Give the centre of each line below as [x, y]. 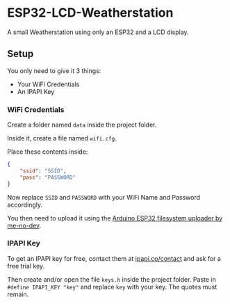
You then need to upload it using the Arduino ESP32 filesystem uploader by [115, 218]
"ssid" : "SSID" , [43, 171]
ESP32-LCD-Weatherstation [90, 13]
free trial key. [26, 266]
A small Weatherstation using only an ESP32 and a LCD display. [98, 32]
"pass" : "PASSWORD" [48, 177]
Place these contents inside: [48, 152]
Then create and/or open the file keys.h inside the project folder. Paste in [112, 279]
